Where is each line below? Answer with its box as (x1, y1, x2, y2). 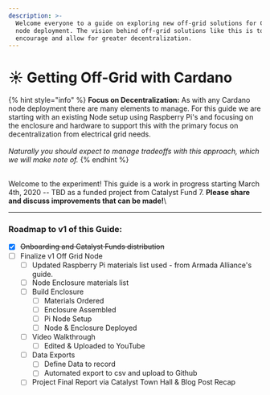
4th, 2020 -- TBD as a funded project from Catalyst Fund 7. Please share (8, 188, 251, 197)
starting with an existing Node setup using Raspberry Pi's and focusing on (8, 112, 254, 122)
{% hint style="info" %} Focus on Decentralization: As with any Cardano (8, 96, 251, 105)
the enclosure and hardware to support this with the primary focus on (8, 121, 239, 131)
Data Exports (31, 350, 76, 360)
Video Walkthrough (31, 332, 96, 342)
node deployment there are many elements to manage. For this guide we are (8, 104, 261, 113)
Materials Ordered (43, 295, 104, 305)
